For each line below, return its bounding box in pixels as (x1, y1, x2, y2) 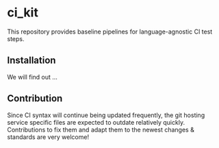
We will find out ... (7, 73, 58, 81)
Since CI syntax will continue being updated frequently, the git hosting (7, 111, 205, 119)
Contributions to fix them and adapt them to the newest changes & (7, 125, 195, 134)
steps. (7, 34, 25, 42)
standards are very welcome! (7, 132, 90, 141)
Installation (7, 55, 56, 66)
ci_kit (7, 5, 39, 21)
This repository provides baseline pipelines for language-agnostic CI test (7, 27, 213, 36)
